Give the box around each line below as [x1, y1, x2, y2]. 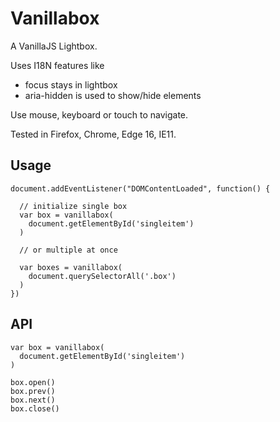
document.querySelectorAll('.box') [28, 271, 177, 281]
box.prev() [10, 386, 56, 396]
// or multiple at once [19, 245, 118, 255]
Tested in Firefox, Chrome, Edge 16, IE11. [10, 128, 177, 140]
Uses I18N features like [10, 59, 105, 71]
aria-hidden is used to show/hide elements [24, 89, 202, 101]
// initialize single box [19, 201, 128, 211]
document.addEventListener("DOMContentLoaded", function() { [10, 183, 271, 194]
